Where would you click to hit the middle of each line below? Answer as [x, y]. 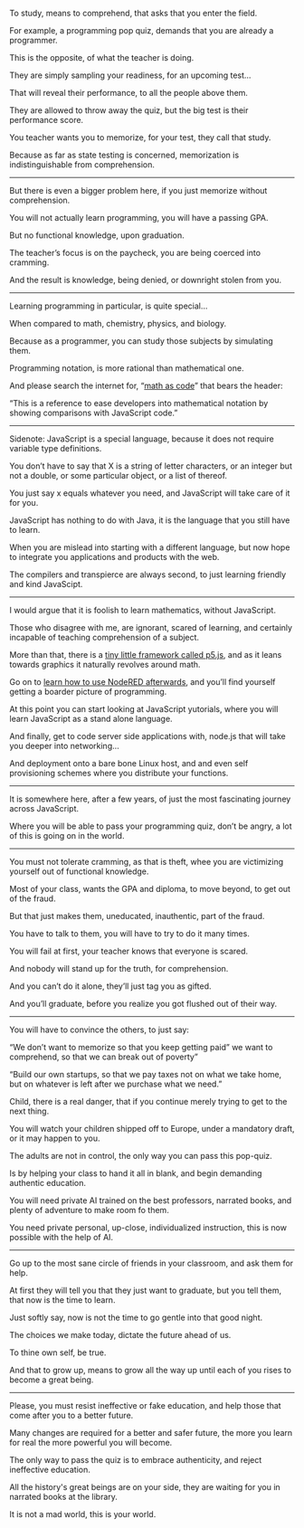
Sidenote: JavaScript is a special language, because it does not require [142, 439]
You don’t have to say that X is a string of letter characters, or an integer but [151, 466]
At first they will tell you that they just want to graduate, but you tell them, [146, 1290]
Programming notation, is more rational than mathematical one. [127, 368]
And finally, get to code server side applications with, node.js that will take [148, 736]
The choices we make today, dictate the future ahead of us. [120, 1335]
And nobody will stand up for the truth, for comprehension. [119, 968]
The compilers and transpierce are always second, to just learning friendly [148, 574]
